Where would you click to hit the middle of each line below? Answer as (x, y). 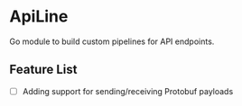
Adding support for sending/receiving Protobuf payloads (128, 91)
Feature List (43, 70)
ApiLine (39, 17)
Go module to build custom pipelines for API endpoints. (112, 41)
